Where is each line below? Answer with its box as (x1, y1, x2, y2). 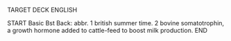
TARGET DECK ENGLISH (7, 6, 78, 14)
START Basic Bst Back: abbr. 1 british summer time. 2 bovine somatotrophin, (7, 19, 224, 27)
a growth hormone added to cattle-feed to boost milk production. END (7, 27, 208, 34)
